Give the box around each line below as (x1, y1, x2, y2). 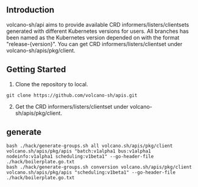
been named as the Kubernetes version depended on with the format (6, 33, 180, 41)
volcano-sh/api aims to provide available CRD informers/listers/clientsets (6, 21, 189, 28)
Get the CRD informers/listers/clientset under (15, 103, 129, 110)
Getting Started (6, 64, 66, 75)
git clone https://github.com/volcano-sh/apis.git (6, 92, 138, 98)
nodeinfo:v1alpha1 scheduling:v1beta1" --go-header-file (6, 154, 154, 160)
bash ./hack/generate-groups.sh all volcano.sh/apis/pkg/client (6, 143, 173, 149)
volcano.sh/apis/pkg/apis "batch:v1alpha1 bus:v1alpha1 (6, 148, 151, 154)
